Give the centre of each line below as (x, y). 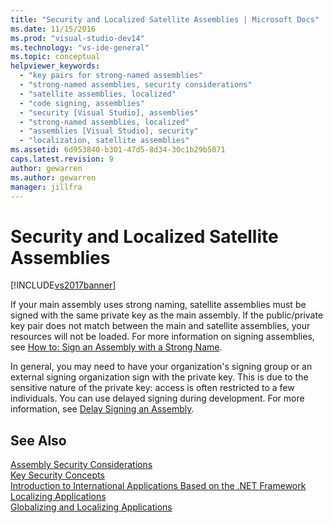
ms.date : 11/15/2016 (53, 29)
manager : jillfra (46, 187)
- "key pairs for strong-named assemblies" (111, 76)
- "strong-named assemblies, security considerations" (136, 85)
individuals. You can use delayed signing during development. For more (157, 398)
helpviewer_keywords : (55, 66)
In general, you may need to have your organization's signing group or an (161, 367)
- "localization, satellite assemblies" (104, 141)
